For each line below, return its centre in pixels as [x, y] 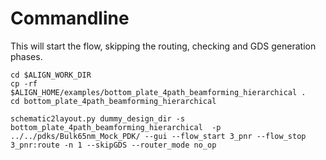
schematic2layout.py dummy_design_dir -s [98, 118]
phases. [26, 56]
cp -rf [24, 83]
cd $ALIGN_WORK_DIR [51, 75]
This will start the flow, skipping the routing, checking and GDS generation [163, 46]
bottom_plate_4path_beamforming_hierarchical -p [116, 127]
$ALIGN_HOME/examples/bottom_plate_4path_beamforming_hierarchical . [158, 92]
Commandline [70, 18]
